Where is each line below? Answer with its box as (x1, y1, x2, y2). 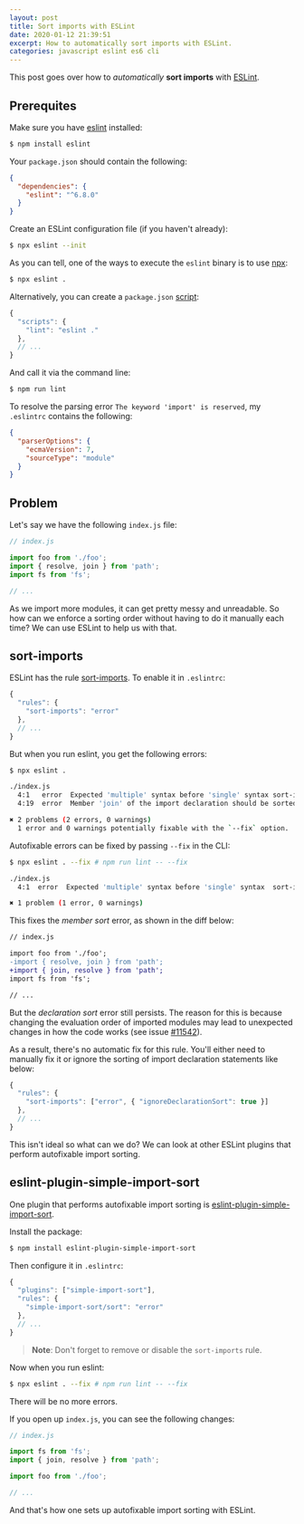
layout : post (9, 13, 59, 23)
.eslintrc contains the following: (9, 411, 133, 422)
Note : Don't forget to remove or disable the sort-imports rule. (31, 1344, 262, 1355)
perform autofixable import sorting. (9, 1148, 140, 1159)
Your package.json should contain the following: (9, 156, 187, 167)
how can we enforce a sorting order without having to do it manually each (9, 612, 285, 623)
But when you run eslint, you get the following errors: (9, 748, 208, 759)
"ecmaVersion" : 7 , (25, 445, 95, 454)
